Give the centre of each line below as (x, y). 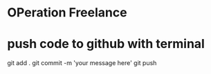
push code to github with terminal (106, 44)
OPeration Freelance (67, 13)
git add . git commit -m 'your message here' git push (82, 63)
